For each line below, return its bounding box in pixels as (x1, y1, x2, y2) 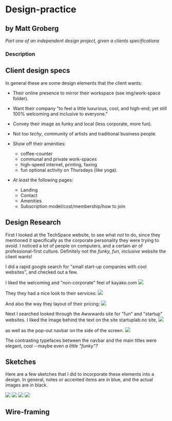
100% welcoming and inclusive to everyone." (12, 110, 108, 117)
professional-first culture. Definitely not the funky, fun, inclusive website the (5, 248, 166, 254)
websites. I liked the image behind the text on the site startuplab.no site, (5, 317, 158, 323)
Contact (20, 192, 37, 198)
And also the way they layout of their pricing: (5, 300, 100, 307)
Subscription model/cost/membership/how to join (20, 203, 126, 209)
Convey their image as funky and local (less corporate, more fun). (12, 121, 152, 127)
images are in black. (5, 382, 48, 388)
